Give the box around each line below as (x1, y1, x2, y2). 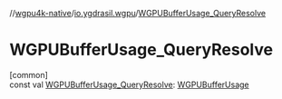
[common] (9, 69, 48, 80)
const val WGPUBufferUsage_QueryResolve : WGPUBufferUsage (9, 79, 249, 90)
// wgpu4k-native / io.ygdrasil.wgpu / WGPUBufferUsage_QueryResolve (9, 8, 266, 18)
